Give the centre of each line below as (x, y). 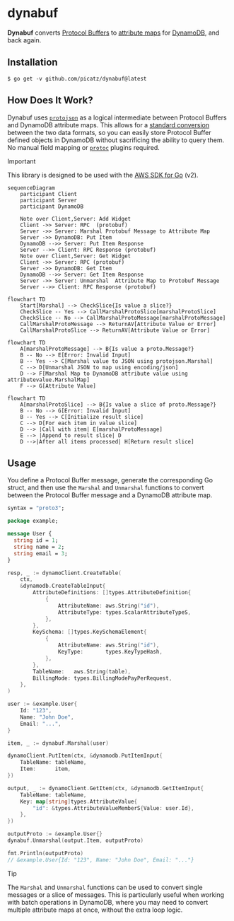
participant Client (49, 194)
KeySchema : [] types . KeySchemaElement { (90, 632)
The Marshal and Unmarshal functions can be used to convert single (105, 887)
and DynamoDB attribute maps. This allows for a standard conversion (109, 124)
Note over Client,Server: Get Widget (76, 256)
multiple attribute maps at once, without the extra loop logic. (95, 910)
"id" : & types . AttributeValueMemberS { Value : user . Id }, (113, 808)
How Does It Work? (50, 100)
